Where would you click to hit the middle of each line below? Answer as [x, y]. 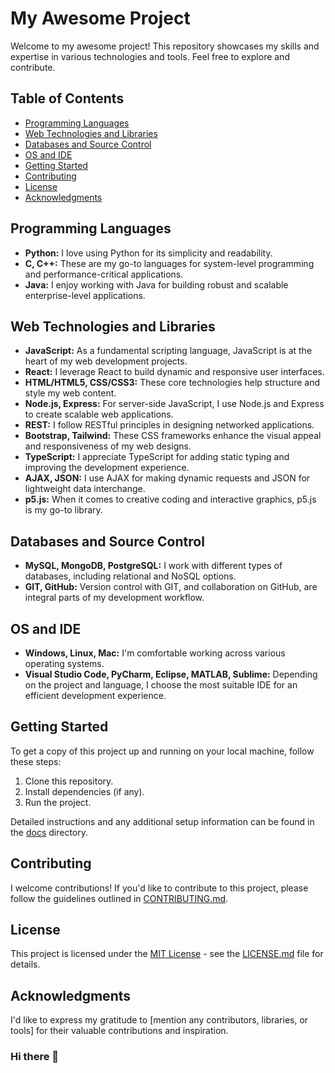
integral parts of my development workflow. [114, 598]
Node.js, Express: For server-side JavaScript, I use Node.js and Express [174, 404]
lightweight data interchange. [85, 489]
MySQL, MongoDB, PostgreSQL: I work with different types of [153, 566]
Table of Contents [67, 98]
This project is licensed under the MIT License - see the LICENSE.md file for [167, 954]
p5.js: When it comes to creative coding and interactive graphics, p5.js [170, 499]
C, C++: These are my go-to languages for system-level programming [169, 263]
